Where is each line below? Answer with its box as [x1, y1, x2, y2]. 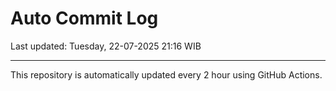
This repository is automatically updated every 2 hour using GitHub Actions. [10, 68, 323, 81]
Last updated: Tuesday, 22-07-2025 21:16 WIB [10, 40, 202, 52]
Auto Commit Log [10, 7, 159, 30]
